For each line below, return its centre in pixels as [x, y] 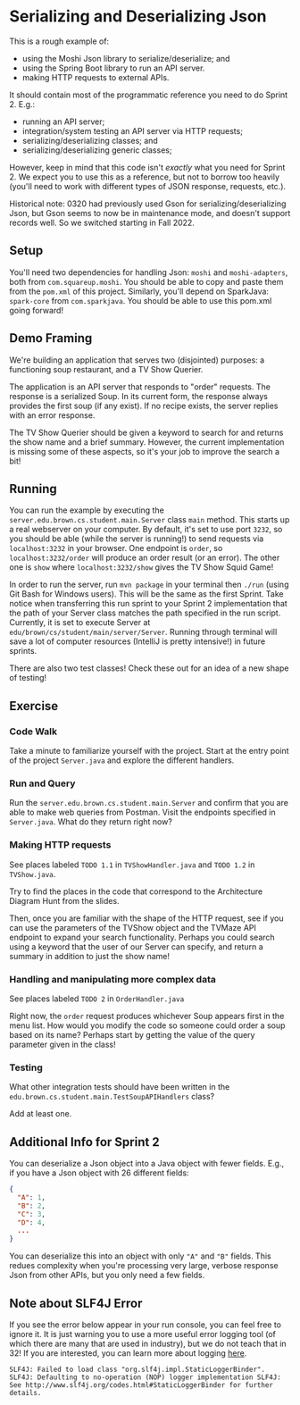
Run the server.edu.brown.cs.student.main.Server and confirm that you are [149, 803]
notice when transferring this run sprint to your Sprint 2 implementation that [148, 604]
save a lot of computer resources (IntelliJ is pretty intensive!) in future [137, 641]
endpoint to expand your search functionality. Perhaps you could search [142, 937]
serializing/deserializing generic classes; [97, 150]
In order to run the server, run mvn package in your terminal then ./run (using [149, 585]
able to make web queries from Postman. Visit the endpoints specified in [143, 812]
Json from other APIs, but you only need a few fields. [107, 1275]
